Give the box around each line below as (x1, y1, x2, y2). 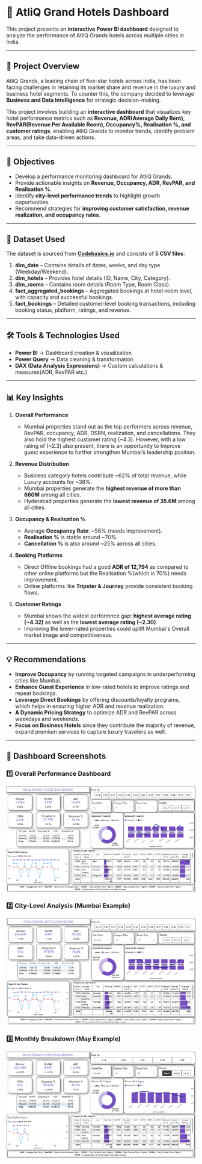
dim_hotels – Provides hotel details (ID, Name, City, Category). (14, 274, 170, 282)
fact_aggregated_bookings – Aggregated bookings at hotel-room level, (14, 287, 193, 294)
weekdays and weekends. (14, 715, 80, 722)
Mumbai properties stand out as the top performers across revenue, (23, 423, 193, 430)
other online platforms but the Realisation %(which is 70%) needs (23, 570, 187, 577)
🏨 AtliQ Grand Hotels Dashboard (6, 5, 170, 19)
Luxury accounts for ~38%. (23, 478, 93, 485)
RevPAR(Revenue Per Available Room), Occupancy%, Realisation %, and (6, 120, 191, 128)
